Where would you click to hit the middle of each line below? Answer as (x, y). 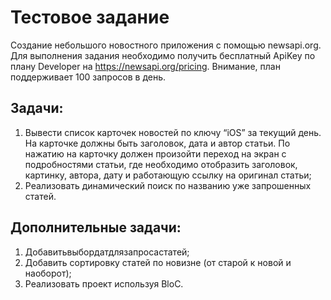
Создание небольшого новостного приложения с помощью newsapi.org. (166, 45)
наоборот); (48, 273)
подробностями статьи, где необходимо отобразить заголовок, (161, 164)
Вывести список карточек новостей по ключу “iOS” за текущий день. (173, 132)
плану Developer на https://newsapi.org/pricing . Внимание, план (145, 66)
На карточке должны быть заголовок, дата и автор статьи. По (157, 143)
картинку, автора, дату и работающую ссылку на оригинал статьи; (168, 175)
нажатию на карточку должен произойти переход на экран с (155, 153)
